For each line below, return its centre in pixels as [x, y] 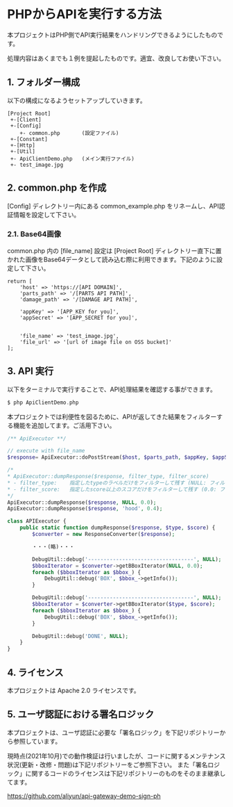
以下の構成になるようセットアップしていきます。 [77, 100]
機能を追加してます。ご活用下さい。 [64, 425]
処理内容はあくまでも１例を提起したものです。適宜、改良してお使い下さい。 [116, 58]
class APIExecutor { [37, 521]
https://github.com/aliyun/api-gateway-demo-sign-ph [84, 796]
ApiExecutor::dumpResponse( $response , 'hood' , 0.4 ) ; [85, 509]
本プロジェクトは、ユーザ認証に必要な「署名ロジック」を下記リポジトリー [113, 732]
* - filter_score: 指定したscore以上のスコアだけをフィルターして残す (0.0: [112, 489]
